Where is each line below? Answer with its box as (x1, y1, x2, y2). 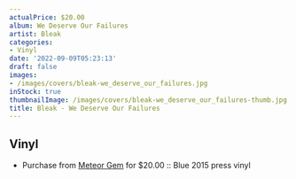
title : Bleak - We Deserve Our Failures (9, 104, 161, 113)
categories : (9, 37, 53, 47)
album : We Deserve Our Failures (9, 21, 129, 30)
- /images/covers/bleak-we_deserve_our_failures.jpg (9, 79, 208, 88)
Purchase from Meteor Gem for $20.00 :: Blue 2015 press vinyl (21, 160, 251, 171)
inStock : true (9, 87, 62, 96)
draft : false (9, 63, 58, 72)
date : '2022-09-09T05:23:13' (9, 54, 117, 63)
